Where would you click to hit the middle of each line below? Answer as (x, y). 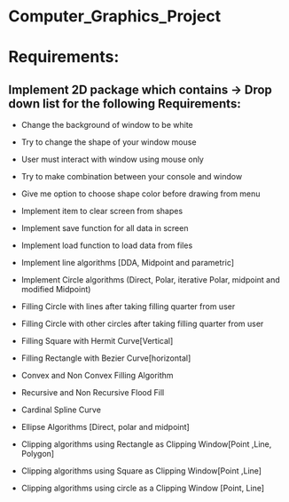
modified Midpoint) (56, 290)
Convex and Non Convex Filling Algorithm (97, 376)
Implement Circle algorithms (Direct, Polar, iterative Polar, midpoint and (150, 280)
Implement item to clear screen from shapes (102, 211)
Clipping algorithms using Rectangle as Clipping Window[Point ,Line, (146, 444)
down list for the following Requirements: (125, 104)
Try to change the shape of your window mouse (109, 142)
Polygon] (38, 454)
